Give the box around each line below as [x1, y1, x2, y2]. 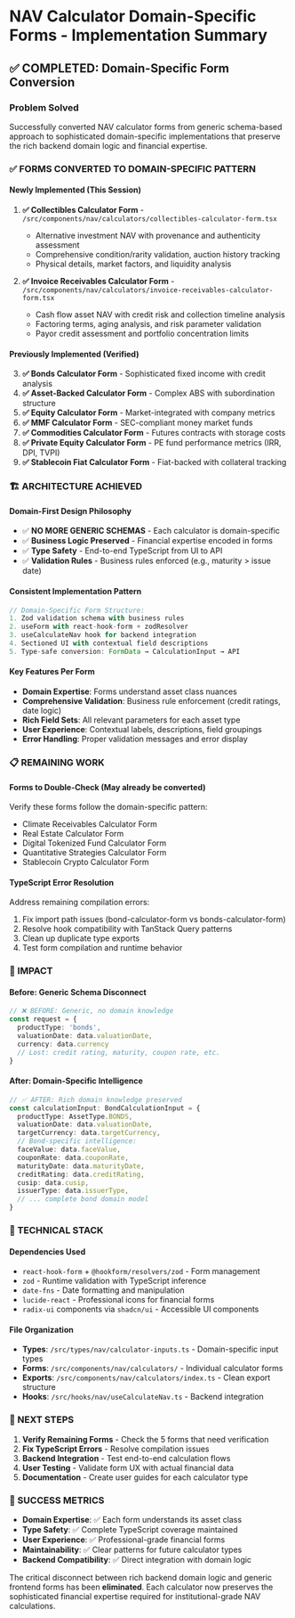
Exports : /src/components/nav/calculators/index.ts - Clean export [21, 1372, 271, 1383]
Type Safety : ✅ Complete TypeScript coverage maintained [21, 1524, 238, 1534]
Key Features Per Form [9, 666, 95, 677]
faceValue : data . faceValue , [17, 1145, 122, 1155]
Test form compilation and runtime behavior [21, 943, 183, 953]
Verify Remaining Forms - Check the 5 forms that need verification [21, 1434, 269, 1444]
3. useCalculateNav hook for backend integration [9, 631, 197, 640]
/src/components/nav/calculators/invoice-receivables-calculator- [21, 286, 274, 295]
